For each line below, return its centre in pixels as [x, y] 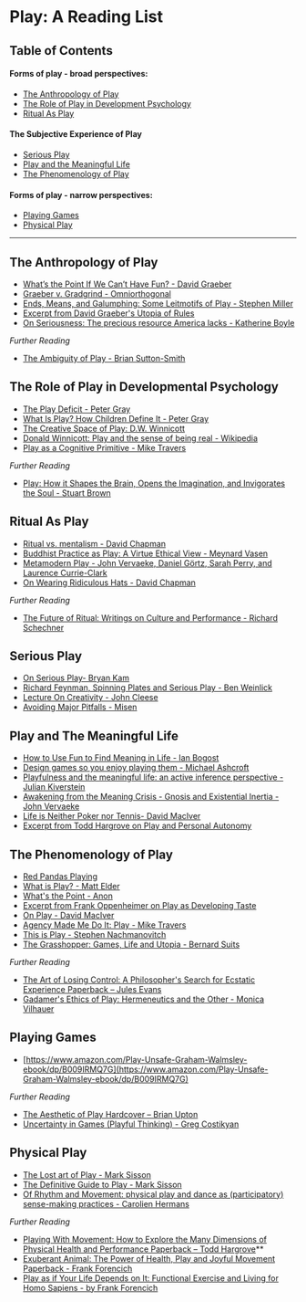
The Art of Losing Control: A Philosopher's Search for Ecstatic [139, 980]
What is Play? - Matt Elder [71, 887]
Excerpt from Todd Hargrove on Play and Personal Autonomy [137, 826]
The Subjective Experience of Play [76, 134]
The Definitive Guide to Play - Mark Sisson [102, 1184]
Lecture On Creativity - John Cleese [90, 698]
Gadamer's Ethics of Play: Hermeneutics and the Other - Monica [143, 999]
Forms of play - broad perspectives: [79, 74]
